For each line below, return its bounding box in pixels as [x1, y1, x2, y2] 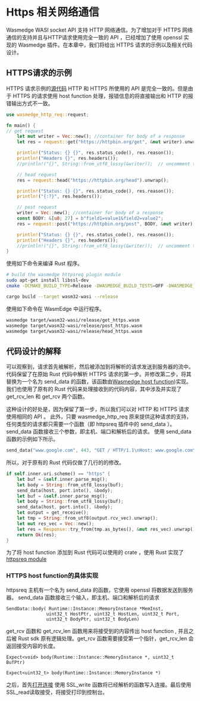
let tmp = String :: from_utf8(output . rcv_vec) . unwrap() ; [17, 515, 159, 521]
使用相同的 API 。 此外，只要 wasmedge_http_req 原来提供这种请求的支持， [6, 413, 192, 421]
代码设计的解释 [6, 346, 61, 356]
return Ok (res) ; [17, 532, 58, 538]
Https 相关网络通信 [6, 5, 99, 19]
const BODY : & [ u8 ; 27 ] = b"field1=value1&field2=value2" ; [17, 215, 164, 221]
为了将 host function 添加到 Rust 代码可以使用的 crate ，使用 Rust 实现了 [6, 549, 184, 556]
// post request [17, 204, 58, 211]
